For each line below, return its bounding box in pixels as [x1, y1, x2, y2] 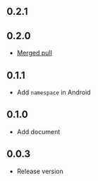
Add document [16, 127, 61, 136]
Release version [16, 167, 64, 175]
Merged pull [16, 49, 52, 57]
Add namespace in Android [16, 88, 91, 97]
